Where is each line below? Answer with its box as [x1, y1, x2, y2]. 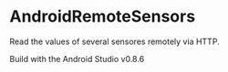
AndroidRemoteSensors [9, 6, 196, 27]
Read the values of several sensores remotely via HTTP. [9, 36, 221, 47]
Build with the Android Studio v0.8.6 [9, 53, 145, 64]
